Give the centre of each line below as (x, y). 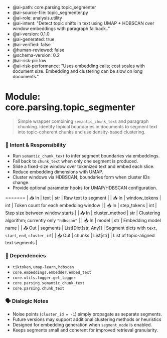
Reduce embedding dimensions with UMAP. (58, 172)
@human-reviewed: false (38, 50)
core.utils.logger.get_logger (44, 278)
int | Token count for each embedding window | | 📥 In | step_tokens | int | (81, 206)
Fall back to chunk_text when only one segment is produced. (75, 161)
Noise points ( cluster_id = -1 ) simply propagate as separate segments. (87, 314)
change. (21, 183)
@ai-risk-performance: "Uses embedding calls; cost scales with (78, 66)
